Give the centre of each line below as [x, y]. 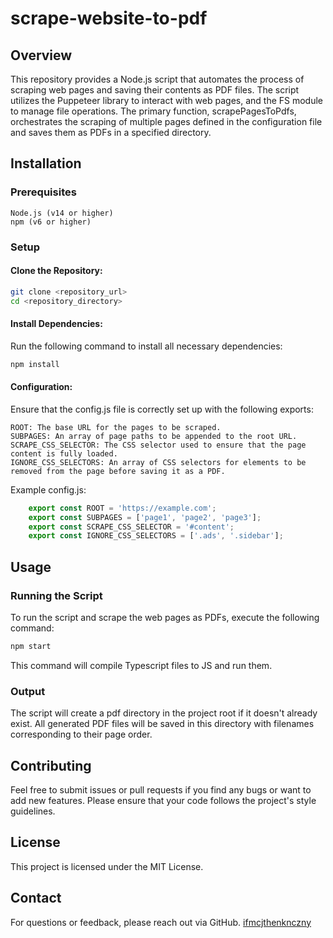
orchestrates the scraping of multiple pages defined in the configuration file [166, 121]
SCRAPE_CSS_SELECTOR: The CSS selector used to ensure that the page [158, 445]
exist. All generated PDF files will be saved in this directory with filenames [162, 724]
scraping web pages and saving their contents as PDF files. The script [155, 90]
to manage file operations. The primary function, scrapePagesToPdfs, [153, 111]
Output [28, 691]
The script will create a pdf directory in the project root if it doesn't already [164, 713]
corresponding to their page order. [81, 734]
